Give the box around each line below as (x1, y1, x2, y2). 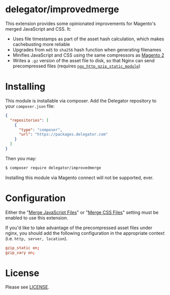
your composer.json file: (5, 103, 55, 109)
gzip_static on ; (5, 245, 40, 251)
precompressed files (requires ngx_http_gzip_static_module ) (12, 63, 141, 69)
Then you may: (5, 155, 37, 161)
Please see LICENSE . (5, 284, 49, 290)
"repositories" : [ (10, 117, 49, 123)
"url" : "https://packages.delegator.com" (18, 132, 108, 137)
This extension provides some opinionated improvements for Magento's (5, 20, 156, 27)
